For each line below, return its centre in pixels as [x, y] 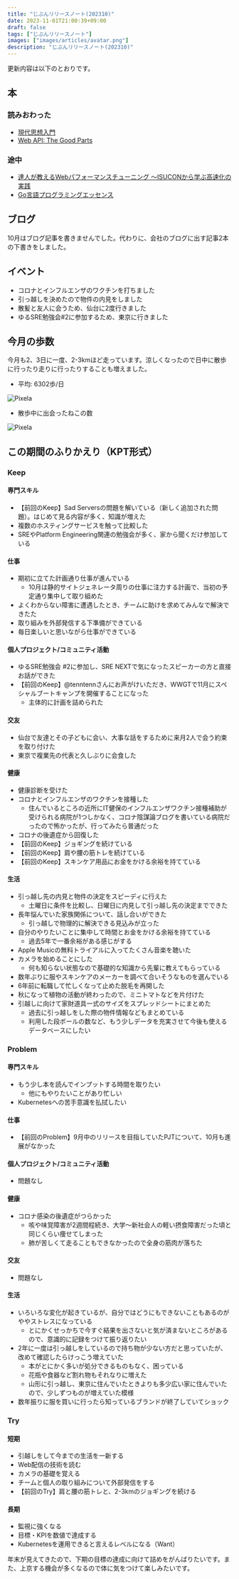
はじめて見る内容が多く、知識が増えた [89, 516]
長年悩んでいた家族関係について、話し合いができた [92, 914]
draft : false [27, 27]
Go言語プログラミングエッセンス [65, 194]
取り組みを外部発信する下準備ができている [80, 623]
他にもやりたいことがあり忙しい [75, 1093]
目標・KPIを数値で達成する [57, 1535]
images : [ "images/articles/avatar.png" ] [68, 41]
